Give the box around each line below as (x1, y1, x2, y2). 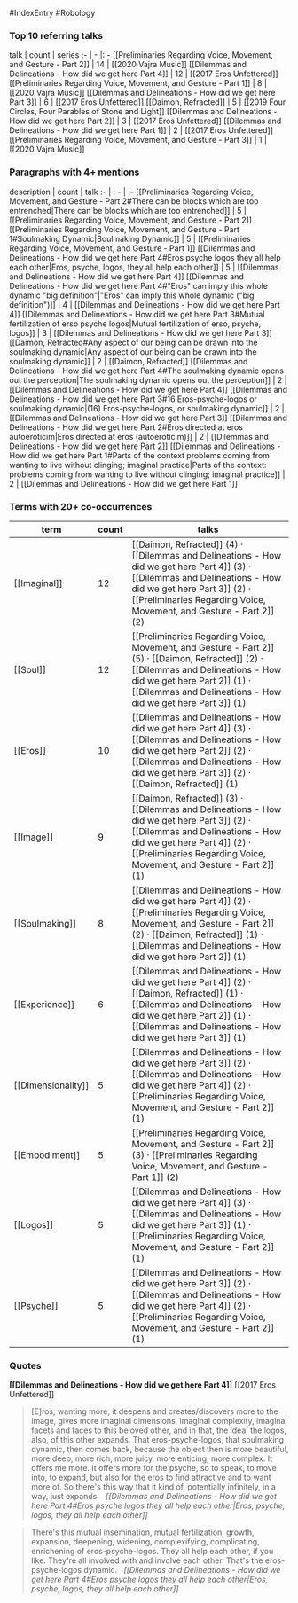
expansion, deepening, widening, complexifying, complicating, (30, 1537, 260, 1547)
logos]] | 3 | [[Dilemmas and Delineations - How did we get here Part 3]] (9, 327, 272, 338)
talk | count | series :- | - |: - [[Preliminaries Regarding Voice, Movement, (9, 50, 273, 60)
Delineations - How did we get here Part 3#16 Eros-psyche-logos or (9, 394, 257, 404)
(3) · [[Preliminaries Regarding (131, 1148, 258, 1161)
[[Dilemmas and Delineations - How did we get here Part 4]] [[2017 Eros (9, 1380, 277, 1390)
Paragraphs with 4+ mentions (9, 166, 140, 178)
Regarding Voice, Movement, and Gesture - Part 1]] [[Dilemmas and (9, 243, 255, 254)
